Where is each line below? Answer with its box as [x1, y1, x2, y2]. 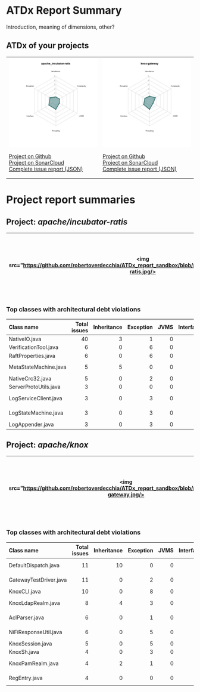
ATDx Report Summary [6, 4, 122, 17]
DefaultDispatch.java [8, 561, 60, 569]
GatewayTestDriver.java [8, 576, 67, 583]
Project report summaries [6, 193, 136, 206]
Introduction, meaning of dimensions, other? [6, 23, 115, 30]
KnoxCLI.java [8, 588, 41, 595]
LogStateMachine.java [8, 409, 64, 416]
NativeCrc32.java [8, 375, 52, 382]
